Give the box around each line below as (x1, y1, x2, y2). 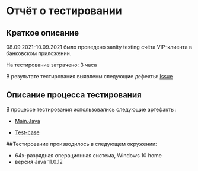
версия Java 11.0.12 (14, 158, 63, 165)
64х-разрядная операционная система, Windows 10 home (14, 151, 162, 159)
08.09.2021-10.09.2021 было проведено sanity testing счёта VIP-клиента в (6, 43, 193, 50)
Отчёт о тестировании (6, 4, 123, 18)
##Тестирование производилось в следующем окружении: (6, 140, 157, 147)
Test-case (14, 129, 40, 136)
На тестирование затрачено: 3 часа (6, 61, 97, 68)
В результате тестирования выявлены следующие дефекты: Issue (6, 73, 173, 80)
